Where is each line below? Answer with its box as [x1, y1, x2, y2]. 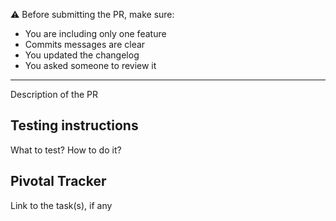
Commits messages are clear [24, 39, 146, 50]
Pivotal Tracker [10, 173, 107, 190]
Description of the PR [10, 89, 99, 100]
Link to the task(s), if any [10, 199, 113, 211]
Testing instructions [10, 117, 139, 134]
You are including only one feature [24, 28, 167, 39]
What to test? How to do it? [10, 144, 122, 156]
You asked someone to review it [24, 60, 157, 71]
